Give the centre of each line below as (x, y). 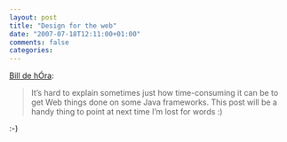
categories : (31, 51)
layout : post (33, 17)
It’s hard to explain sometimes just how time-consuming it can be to (155, 93)
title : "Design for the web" (63, 26)
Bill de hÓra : (32, 75)
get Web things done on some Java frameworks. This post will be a (154, 102)
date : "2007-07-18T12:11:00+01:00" (75, 34)
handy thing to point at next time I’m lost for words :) (127, 112)
